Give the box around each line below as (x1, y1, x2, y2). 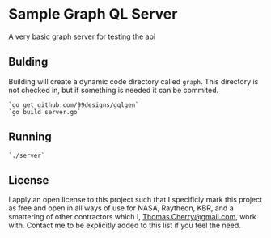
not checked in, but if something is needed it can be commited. (8, 85, 219, 95)
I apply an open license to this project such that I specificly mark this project (8, 195, 263, 205)
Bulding (8, 55, 49, 69)
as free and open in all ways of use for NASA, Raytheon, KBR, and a (8, 203, 234, 213)
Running (8, 130, 53, 144)
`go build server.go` (8, 108, 82, 116)
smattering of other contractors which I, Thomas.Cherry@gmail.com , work (8, 212, 256, 222)
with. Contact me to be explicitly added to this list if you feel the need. (8, 220, 241, 231)
